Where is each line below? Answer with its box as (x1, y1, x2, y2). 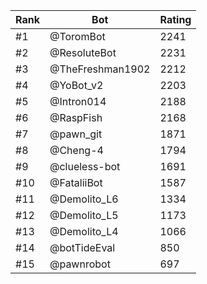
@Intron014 (49, 95, 107, 108)
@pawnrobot (49, 257, 111, 271)
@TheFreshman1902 (49, 62, 151, 76)
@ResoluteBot (49, 46, 117, 59)
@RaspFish (49, 111, 103, 124)
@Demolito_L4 (49, 225, 119, 238)
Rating (159, 13, 192, 26)
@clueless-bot (49, 160, 121, 173)
